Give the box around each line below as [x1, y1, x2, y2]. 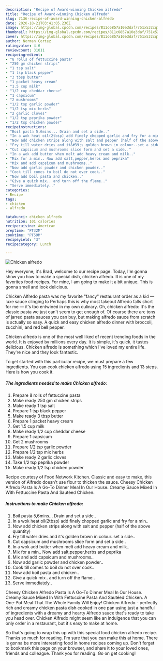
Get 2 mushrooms [12, 439, 49, 445]
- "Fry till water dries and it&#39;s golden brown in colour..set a [5, 143, 149, 148]
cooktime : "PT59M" [5, 233, 43, 237]
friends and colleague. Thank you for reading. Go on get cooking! [5, 650, 136, 656]
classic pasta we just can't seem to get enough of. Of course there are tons [5, 309, 156, 315]
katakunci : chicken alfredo [5, 215, 62, 220]
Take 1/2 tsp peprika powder [12, 459, 70, 465]
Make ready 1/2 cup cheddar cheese [12, 428, 86, 435]
